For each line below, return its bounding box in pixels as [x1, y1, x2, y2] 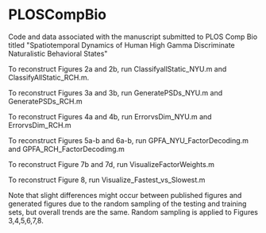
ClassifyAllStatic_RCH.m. [8, 72, 90, 82]
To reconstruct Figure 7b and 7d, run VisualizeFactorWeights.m [8, 159, 214, 169]
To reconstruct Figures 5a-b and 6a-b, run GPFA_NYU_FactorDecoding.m [8, 135, 249, 145]
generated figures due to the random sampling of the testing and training [8, 199, 247, 208]
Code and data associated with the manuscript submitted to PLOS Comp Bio [8, 32, 258, 41]
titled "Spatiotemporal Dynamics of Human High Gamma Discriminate [8, 40, 236, 49]
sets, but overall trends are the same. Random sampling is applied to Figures [8, 207, 258, 216]
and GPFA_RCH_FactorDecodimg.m [8, 144, 125, 153]
